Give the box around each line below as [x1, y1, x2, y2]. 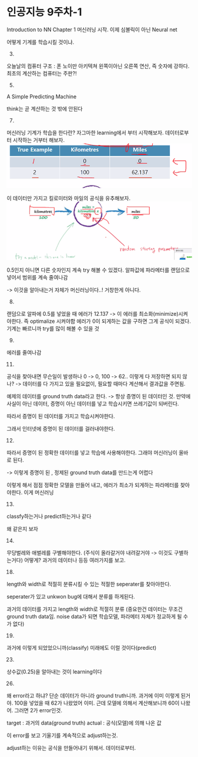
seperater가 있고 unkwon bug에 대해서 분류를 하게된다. [6, 593, 135, 600]
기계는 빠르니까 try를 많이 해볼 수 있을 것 [6, 325, 99, 332]
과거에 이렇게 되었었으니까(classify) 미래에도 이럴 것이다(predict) [6, 644, 157, 652]
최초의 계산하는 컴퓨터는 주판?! [6, 70, 77, 77]
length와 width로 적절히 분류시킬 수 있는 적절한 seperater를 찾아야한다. [6, 581, 172, 588]
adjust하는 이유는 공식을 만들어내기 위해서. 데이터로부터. [6, 745, 136, 752]
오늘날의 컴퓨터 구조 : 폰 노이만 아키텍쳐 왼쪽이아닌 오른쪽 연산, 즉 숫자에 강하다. [6, 62, 190, 70]
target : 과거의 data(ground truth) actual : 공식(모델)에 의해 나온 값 [6, 719, 162, 726]
